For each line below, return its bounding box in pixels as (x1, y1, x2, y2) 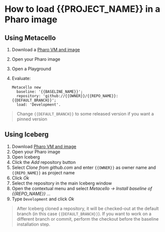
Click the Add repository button (11, 159, 76, 165)
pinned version (16, 116, 47, 122)
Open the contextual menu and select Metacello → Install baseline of (11, 185, 153, 191)
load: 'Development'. (16, 102, 61, 107)
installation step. (16, 221, 50, 227)
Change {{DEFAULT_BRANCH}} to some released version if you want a (16, 111, 154, 116)
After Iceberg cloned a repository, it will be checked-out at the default (16, 205, 159, 211)
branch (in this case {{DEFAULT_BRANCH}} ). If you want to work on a (16, 211, 152, 217)
